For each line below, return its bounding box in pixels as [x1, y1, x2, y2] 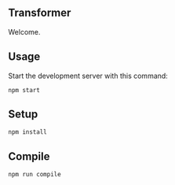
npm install [8, 128, 47, 136]
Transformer [8, 6, 71, 20]
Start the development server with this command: [8, 71, 169, 80]
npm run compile [8, 171, 61, 179]
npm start [8, 86, 41, 94]
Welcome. [8, 27, 41, 36]
